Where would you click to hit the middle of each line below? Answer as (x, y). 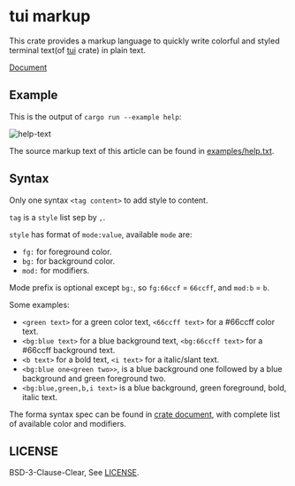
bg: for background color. (68, 261)
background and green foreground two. (94, 378)
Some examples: (39, 305)
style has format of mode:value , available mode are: (101, 234)
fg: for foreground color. (67, 251)
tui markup (50, 16)
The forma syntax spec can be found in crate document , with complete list (145, 414)
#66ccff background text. (68, 350)
